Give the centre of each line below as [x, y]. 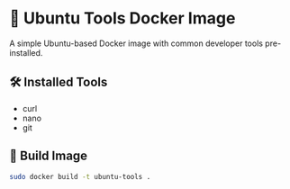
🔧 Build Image [49, 156]
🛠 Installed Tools [59, 82]
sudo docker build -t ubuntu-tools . [80, 176]
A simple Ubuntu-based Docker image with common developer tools [136, 43]
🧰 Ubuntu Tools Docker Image [122, 18]
